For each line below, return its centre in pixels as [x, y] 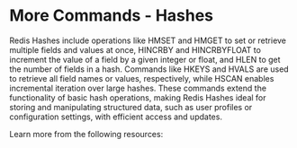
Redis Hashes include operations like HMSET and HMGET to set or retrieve [148, 40]
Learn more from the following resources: [86, 134]
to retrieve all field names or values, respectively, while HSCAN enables [142, 78]
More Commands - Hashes [112, 16]
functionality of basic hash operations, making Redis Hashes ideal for [138, 97]
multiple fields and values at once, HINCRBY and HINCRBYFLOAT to [135, 49]
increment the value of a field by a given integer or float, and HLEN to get [145, 59]
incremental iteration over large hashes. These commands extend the [138, 88]
